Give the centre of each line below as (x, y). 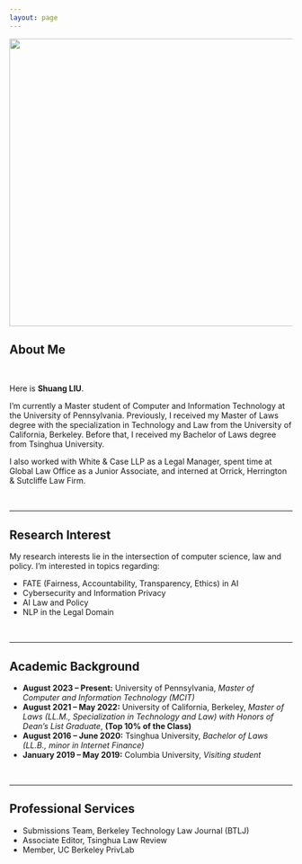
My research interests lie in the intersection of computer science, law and (145, 557)
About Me (37, 350)
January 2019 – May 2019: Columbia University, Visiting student (142, 755)
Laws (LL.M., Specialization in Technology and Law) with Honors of (148, 717)
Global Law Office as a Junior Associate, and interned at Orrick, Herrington (148, 471)
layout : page (34, 18)
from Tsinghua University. (57, 444)
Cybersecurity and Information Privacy (94, 593)
